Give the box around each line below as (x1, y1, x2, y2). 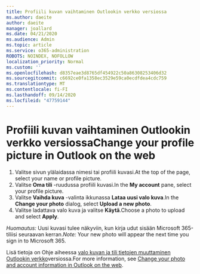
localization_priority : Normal (6, 59, 84, 64)
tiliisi (6, 230, 17, 238)
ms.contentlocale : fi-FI (6, 87, 68, 93)
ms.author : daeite (6, 14, 52, 20)
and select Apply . (14, 213, 59, 220)
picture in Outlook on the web (6, 149, 156, 162)
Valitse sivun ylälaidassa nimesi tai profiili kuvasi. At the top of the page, (14, 168, 191, 176)
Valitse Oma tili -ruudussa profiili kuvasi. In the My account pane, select (14, 181, 192, 188)
